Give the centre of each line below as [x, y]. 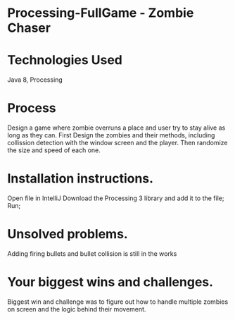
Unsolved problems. [68, 234]
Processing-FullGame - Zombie [101, 13]
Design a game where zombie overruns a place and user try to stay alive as [116, 128]
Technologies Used [65, 60]
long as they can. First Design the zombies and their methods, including [111, 135]
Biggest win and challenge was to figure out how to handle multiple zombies [118, 302]
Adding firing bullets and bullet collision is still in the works [92, 253]
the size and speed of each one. [54, 150]
